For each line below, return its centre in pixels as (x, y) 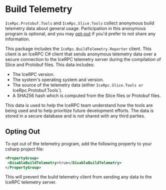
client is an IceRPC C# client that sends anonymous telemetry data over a (81, 54)
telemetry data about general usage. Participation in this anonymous (75, 28)
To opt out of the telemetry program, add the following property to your (78, 143)
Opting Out (23, 132)
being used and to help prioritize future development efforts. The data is (79, 110)
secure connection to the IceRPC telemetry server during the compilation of (83, 59)
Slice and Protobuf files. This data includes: (50, 64)
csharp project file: (24, 149)
